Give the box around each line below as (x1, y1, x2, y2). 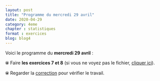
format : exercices (5, 31, 47, 36)
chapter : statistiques (5, 26, 56, 32)
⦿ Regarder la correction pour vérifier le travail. (5, 70, 104, 76)
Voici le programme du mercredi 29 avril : (5, 49, 93, 56)
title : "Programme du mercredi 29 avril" (5, 12, 95, 17)
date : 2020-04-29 (5, 17, 42, 22)
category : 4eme (5, 21, 38, 27)
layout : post (5, 7, 33, 13)
